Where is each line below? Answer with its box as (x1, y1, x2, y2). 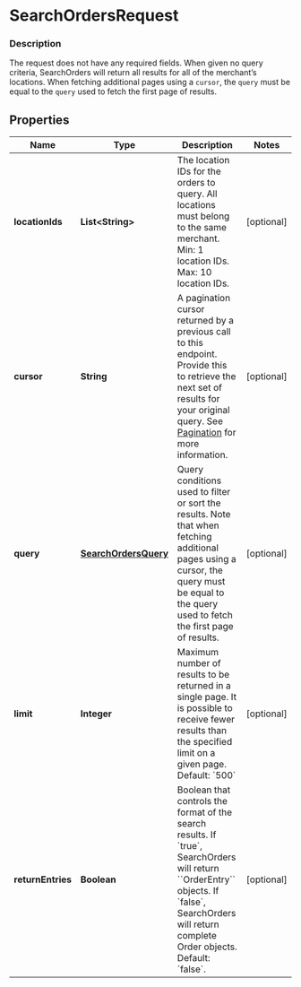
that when (176, 519, 219, 532)
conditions (176, 474, 222, 487)
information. (176, 449, 228, 462)
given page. (176, 758, 227, 771)
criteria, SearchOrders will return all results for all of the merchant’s (9, 67, 257, 78)
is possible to (176, 702, 233, 714)
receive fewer (176, 714, 236, 726)
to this (176, 337, 203, 350)
